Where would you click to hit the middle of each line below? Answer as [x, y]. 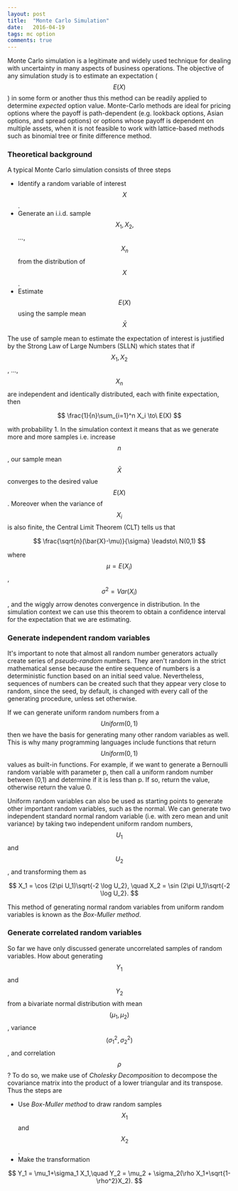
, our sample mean [35, 459]
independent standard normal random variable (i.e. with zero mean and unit [118, 816]
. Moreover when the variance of [55, 504]
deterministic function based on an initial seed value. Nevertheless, [106, 676]
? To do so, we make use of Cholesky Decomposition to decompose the [113, 1075]
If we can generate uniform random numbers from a [83, 712]
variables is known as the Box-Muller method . [74, 914]
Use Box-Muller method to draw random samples [90, 1104]
